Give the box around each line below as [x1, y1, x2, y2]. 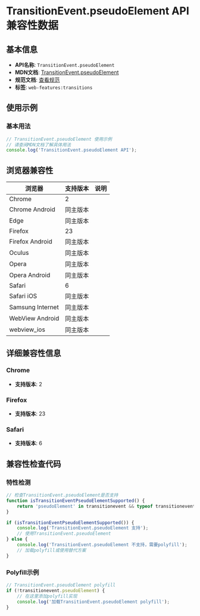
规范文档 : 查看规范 [14, 76, 60, 83]
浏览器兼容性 [6, 165, 54, 175]
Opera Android [9, 271, 51, 279]
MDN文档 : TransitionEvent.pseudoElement [14, 69, 119, 76]
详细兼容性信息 [6, 348, 61, 358]
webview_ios [9, 325, 46, 334]
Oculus [9, 249, 29, 257]
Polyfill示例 [6, 568, 39, 577]
